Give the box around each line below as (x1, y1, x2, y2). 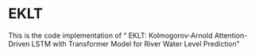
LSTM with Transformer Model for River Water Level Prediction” (31, 38, 240, 48)
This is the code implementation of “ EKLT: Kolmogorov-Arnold (8, 31, 213, 40)
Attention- (214, 31, 248, 40)
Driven (8, 38, 30, 48)
